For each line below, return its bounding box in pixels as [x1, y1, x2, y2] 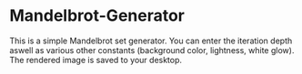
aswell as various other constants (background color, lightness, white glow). [9, 44, 295, 55]
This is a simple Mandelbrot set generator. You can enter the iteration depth [9, 35, 293, 46]
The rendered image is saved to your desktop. [9, 54, 183, 65]
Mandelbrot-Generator [9, 5, 185, 26]
